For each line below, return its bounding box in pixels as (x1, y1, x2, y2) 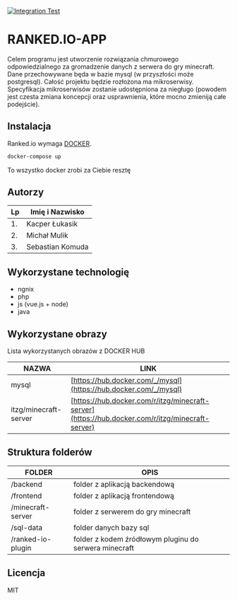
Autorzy (7, 186, 44, 198)
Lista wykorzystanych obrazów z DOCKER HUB (7, 347, 145, 355)
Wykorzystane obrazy (7, 328, 107, 340)
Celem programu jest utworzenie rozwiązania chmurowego (7, 54, 179, 63)
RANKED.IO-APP (7, 32, 107, 47)
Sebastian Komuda (26, 242, 89, 252)
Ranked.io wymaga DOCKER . (7, 139, 92, 148)
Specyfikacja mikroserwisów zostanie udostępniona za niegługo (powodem (7, 85, 227, 93)
